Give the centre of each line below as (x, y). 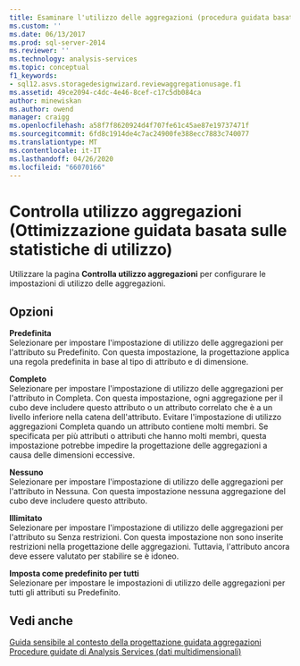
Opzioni (31, 312)
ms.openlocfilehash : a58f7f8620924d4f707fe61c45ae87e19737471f (129, 126)
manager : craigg (39, 117)
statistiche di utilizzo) (91, 249)
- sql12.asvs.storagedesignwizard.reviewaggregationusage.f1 (125, 84)
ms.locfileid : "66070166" (57, 167)
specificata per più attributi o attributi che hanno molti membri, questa (138, 436)
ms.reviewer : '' (39, 51)
